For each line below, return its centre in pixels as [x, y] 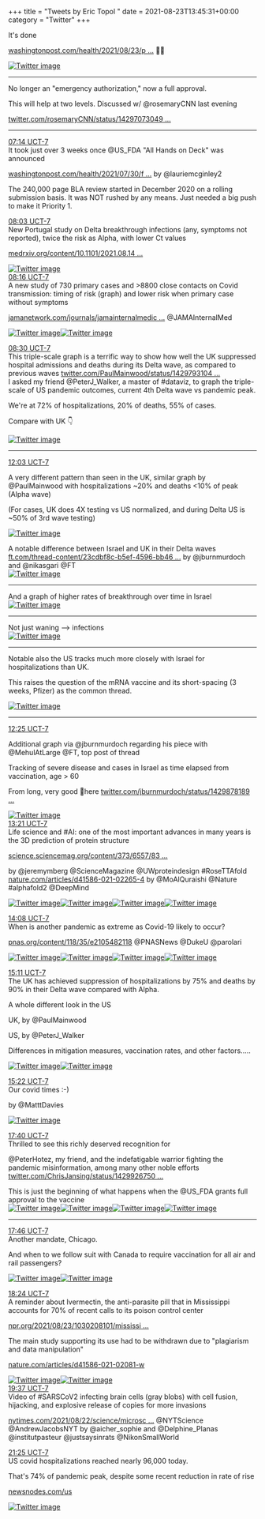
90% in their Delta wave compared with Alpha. [84, 989]
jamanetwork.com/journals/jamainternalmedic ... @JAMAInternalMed [120, 318]
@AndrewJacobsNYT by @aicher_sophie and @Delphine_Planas [113, 1429]
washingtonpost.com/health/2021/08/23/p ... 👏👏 [87, 50]
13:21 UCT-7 [28, 823]
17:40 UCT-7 [28, 1135]
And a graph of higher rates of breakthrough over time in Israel [110, 596]
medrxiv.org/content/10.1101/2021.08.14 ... [76, 253]
